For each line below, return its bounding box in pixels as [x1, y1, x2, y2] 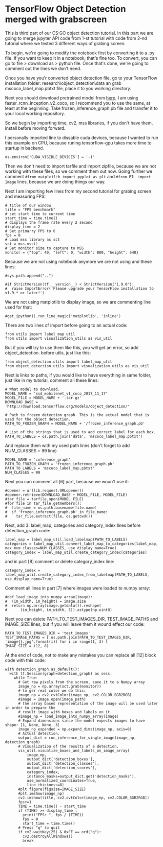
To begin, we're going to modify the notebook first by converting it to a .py [5, 50, 155, 56]
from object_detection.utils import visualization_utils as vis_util [5, 363, 150, 368]
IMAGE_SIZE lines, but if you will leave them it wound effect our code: [5, 621, 145, 627]
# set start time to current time [5, 212, 76, 216]
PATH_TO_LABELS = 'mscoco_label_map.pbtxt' [5, 466, 95, 471]
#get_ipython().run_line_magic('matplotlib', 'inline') [5, 313, 121, 319]
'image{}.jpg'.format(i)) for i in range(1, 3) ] [5, 639, 108, 644]
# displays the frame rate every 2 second [5, 220, 93, 225]
